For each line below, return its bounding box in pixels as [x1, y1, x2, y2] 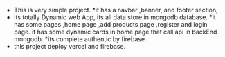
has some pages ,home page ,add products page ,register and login [13, 21, 208, 28]
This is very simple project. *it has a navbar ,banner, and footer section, [13, 6, 218, 14]
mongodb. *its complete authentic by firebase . [13, 35, 149, 43]
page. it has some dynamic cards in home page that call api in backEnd [13, 27, 217, 36]
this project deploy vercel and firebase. [13, 43, 126, 50]
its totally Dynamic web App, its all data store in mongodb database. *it [13, 13, 216, 21]
